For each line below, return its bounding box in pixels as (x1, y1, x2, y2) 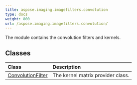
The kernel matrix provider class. (52, 72, 130, 79)
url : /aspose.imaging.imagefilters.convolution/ (5, 21, 108, 26)
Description (52, 64, 81, 71)
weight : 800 (5, 16, 30, 21)
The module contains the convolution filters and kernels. (5, 35, 121, 41)
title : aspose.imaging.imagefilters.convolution (5, 7, 108, 12)
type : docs (5, 12, 28, 17)
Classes (5, 49, 31, 57)
